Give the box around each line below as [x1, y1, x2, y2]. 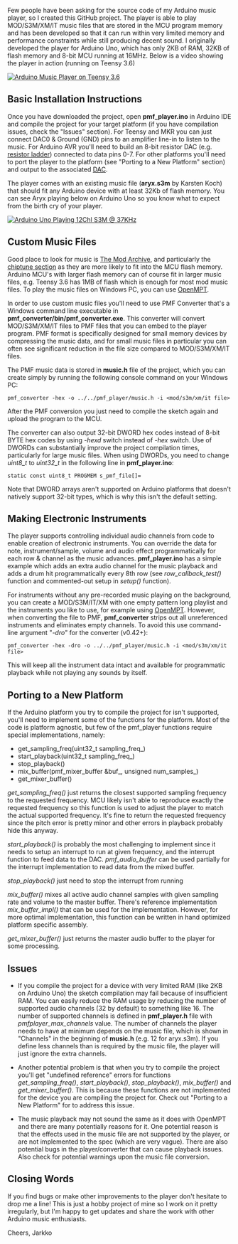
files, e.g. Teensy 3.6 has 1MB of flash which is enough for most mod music [7, 277, 229, 286]
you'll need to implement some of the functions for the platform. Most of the [7, 716, 230, 724]
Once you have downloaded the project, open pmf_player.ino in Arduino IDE [7, 112, 232, 120]
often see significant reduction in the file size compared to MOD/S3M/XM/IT [7, 344, 230, 353]
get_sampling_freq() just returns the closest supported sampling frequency [7, 789, 227, 797]
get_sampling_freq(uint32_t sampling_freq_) [17, 745, 146, 753]
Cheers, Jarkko [7, 1228, 53, 1237]
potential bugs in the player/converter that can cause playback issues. [17, 1145, 224, 1154]
